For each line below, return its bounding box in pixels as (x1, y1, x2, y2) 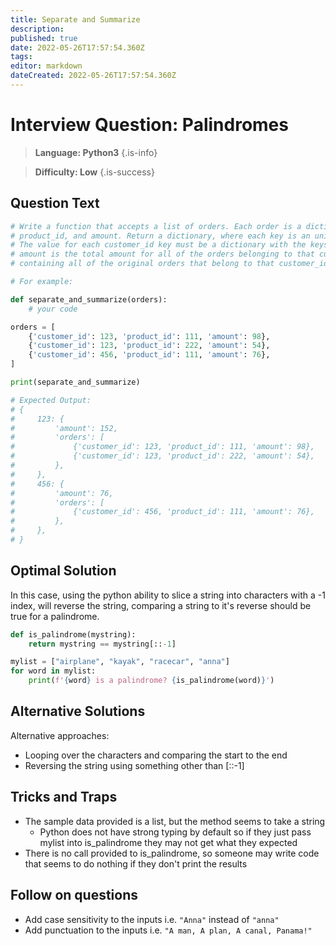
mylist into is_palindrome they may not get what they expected (39, 836, 298, 848)
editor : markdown (10, 61, 83, 71)
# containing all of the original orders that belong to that (10, 259, 275, 269)
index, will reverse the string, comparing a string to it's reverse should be (10, 599, 312, 611)
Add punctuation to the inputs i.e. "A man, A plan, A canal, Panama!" (24, 924, 313, 936)
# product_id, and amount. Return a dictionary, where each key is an (10, 231, 311, 241)
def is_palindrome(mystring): (10, 629, 137, 640)
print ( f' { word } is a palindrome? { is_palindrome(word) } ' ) (28, 676, 275, 686)
